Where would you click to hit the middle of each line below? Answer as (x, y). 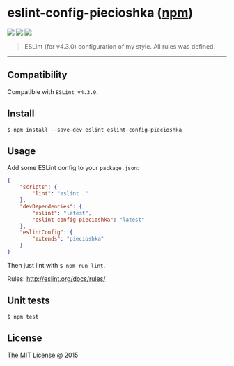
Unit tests (29, 301)
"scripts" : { (39, 187)
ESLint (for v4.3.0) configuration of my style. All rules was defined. (120, 46)
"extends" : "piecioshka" (68, 239)
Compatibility (37, 75)
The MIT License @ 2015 (43, 355)
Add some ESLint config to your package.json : (73, 168)
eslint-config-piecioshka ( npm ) (100, 13)
